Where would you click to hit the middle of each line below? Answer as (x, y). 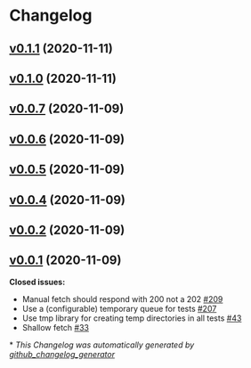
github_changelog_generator (62, 354)
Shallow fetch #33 (55, 327)
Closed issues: (37, 282)
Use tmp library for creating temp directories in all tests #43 (132, 318)
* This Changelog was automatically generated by (102, 345)
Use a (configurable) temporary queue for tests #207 (119, 308)
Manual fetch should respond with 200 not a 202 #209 (122, 298)
